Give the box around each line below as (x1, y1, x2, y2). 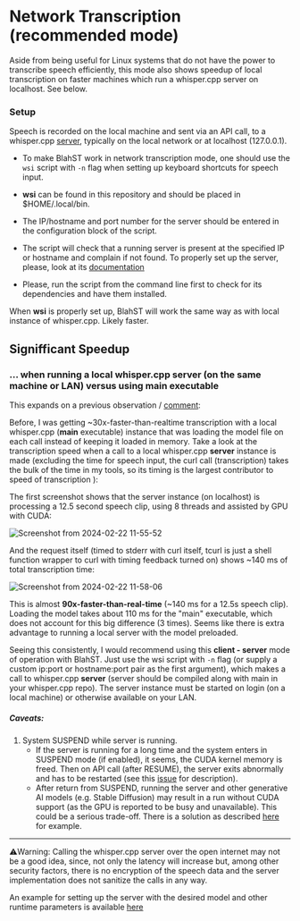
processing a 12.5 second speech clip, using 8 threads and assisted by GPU (9, 501, 288, 511)
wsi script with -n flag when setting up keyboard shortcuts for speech (21, 163, 279, 173)
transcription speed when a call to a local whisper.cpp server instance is (9, 445, 277, 456)
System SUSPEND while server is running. (21, 735, 178, 746)
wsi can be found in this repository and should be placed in (21, 190, 241, 200)
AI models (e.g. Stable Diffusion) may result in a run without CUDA (35, 791, 279, 802)
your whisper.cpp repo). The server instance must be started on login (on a (9, 682, 286, 693)
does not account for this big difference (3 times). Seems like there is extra (9, 617, 285, 628)
